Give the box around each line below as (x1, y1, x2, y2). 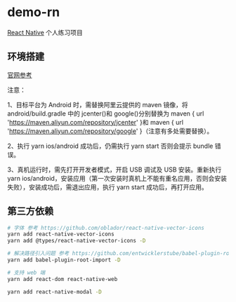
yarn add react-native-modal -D (7, 288, 102, 295)
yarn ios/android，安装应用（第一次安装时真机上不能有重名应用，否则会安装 (7, 174, 227, 182)
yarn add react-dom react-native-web (7, 275, 118, 282)
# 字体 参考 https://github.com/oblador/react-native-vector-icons (7, 224, 205, 231)
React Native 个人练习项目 (7, 28, 83, 36)
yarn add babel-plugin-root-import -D (7, 256, 121, 263)
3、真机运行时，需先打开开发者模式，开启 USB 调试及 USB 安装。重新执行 (7, 165, 222, 174)
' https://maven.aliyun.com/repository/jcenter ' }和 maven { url (7, 118, 184, 126)
